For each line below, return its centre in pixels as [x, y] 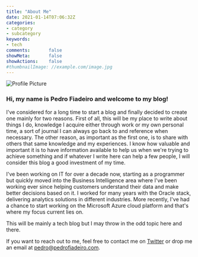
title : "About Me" [29, 12]
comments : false [34, 50]
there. [13, 230]
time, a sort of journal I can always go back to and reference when [87, 131]
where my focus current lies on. [45, 212]
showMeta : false [34, 56]
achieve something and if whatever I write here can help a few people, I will [98, 156]
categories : [21, 23]
